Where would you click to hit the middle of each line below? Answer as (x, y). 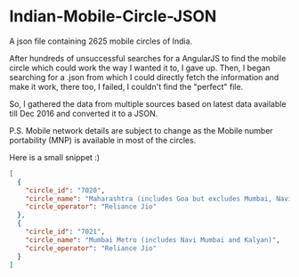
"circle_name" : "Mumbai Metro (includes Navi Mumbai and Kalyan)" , (153, 240)
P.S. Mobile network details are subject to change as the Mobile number (141, 130)
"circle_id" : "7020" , (65, 190)
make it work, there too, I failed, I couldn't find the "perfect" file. (126, 86)
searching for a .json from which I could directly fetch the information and (144, 77)
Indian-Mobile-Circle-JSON (113, 16)
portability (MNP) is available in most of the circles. (103, 140)
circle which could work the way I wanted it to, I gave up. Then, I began (140, 68)
